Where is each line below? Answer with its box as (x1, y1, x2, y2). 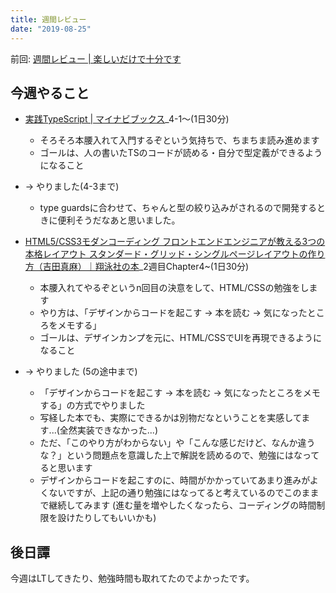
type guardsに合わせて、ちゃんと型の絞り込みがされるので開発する (39, 202, 318, 214)
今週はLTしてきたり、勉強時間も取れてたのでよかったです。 (10, 572, 255, 585)
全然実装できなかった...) (59, 424, 159, 436)
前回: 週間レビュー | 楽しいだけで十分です (10, 52, 182, 65)
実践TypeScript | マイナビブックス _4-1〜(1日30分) (24, 113, 230, 125)
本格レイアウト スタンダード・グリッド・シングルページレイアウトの (24, 248, 308, 260)
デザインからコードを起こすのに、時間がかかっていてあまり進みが (39, 474, 310, 486)
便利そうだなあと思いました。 (57, 214, 181, 226)
